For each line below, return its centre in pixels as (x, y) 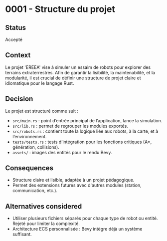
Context (18, 55)
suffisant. (22, 234)
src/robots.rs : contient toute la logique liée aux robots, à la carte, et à (85, 131)
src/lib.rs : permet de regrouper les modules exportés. (70, 126)
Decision (19, 99)
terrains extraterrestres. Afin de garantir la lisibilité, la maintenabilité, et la (80, 72)
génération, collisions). (36, 147)
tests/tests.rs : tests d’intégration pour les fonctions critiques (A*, (82, 142)
